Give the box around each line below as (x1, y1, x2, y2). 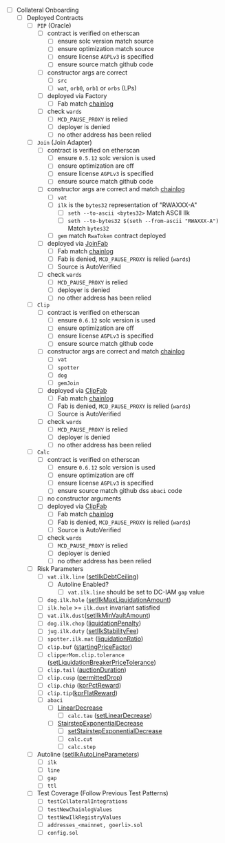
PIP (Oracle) (36, 21, 72, 30)
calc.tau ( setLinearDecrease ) (67, 711, 153, 719)
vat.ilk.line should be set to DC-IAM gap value (67, 588, 205, 597)
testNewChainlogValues (47, 806, 113, 813)
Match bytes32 (67, 224, 109, 232)
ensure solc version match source (57, 37, 154, 46)
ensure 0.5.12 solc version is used (57, 154, 156, 162)
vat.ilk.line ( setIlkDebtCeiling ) (47, 572, 139, 581)
